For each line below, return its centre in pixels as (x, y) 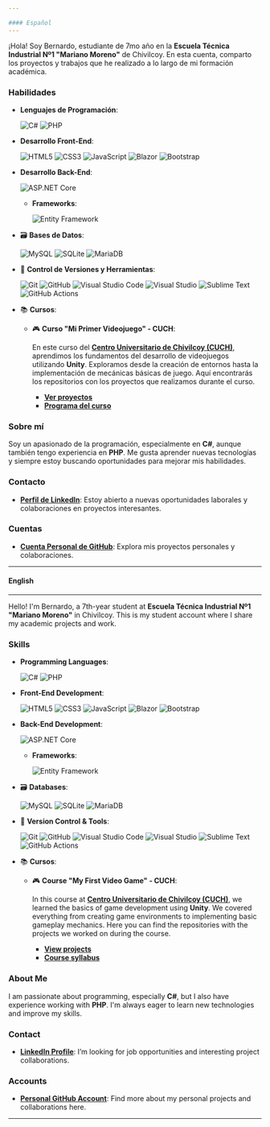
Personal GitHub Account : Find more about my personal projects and (135, 1099)
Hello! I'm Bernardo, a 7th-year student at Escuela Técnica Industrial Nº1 (130, 607)
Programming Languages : (64, 662)
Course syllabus (72, 958)
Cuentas (25, 529)
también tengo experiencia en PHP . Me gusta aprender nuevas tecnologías (133, 452)
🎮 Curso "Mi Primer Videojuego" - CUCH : (104, 328)
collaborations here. (53, 1107)
